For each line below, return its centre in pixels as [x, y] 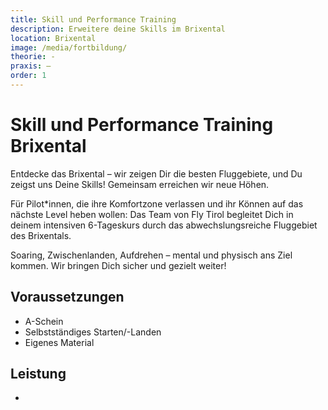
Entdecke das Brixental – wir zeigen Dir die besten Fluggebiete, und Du [156, 173]
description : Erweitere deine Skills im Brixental [118, 29]
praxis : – [31, 66]
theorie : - [33, 57]
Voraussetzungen [67, 297]
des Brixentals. [41, 235]
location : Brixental [53, 38]
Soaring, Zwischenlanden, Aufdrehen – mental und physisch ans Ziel [151, 255]
